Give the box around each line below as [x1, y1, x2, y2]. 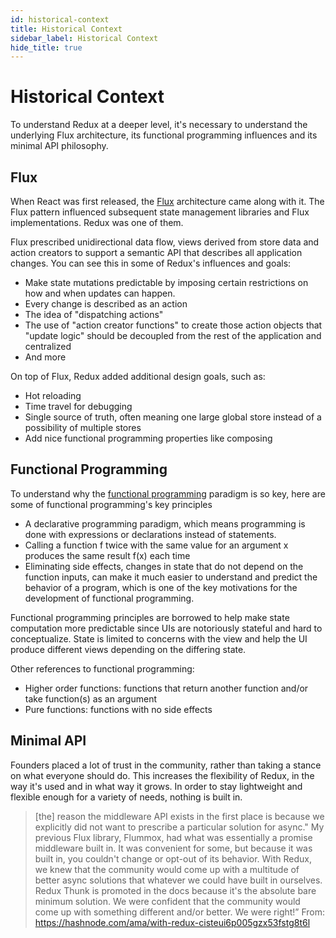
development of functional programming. [24, 592, 195, 604]
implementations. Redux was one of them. [10, 217, 184, 228]
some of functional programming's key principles [10, 498, 213, 510]
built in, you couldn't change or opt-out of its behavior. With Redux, [34, 852, 313, 865]
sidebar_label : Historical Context [10, 33, 159, 43]
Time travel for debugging [24, 401, 133, 412]
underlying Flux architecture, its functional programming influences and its [10, 129, 318, 141]
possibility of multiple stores [24, 422, 142, 433]
